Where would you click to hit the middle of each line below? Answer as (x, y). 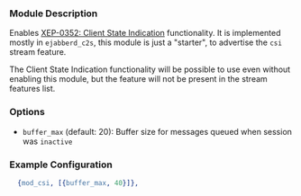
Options (27, 112)
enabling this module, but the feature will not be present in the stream (138, 79)
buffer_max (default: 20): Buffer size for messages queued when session (157, 131)
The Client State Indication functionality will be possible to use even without (150, 69)
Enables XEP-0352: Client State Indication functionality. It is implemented (145, 33)
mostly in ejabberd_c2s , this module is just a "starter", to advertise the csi (146, 42)
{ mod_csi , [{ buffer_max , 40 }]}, (78, 183)
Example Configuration (61, 165)
